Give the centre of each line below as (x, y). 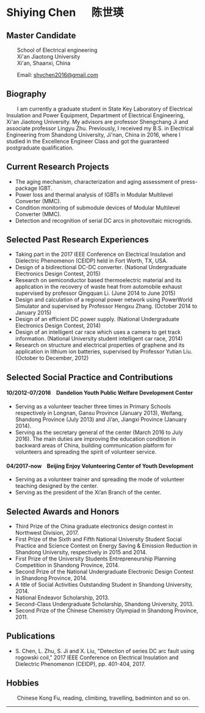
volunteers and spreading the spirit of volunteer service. (86, 452)
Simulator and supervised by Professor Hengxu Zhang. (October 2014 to (106, 306)
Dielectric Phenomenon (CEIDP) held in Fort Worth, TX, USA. (91, 261)
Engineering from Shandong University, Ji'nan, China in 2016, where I (94, 134)
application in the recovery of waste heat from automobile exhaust (99, 287)
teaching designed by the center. (57, 486)
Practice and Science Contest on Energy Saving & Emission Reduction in (106, 546)
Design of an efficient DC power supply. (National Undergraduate (97, 319)
